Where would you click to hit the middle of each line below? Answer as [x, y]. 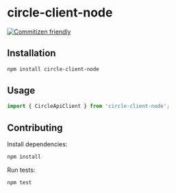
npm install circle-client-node [53, 69]
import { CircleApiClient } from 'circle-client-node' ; [88, 106]
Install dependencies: [37, 144]
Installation [32, 53]
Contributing [35, 127]
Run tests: [21, 170]
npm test [20, 183]
